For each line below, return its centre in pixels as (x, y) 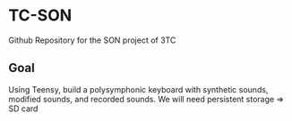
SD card (23, 109)
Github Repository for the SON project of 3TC (92, 40)
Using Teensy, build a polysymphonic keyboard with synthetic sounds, (138, 89)
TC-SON (40, 16)
